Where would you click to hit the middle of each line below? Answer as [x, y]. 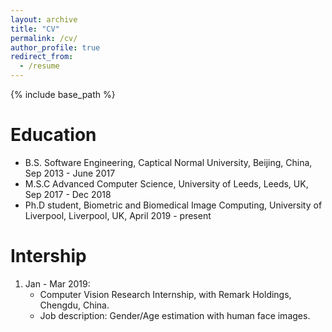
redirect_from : [42, 57]
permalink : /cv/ [44, 38]
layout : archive [44, 19]
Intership [48, 256]
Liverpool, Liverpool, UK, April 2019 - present [118, 215]
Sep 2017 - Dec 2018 [68, 194]
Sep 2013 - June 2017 [70, 173]
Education [53, 135]
